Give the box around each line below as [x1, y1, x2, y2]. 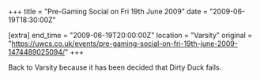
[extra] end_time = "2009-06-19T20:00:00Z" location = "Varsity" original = [8, 31, 253, 40]
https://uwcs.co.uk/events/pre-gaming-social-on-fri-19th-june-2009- [11, 39, 239, 48]
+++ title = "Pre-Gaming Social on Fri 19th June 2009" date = [8, 7, 208, 16]
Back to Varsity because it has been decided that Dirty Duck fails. [8, 63, 222, 72]
